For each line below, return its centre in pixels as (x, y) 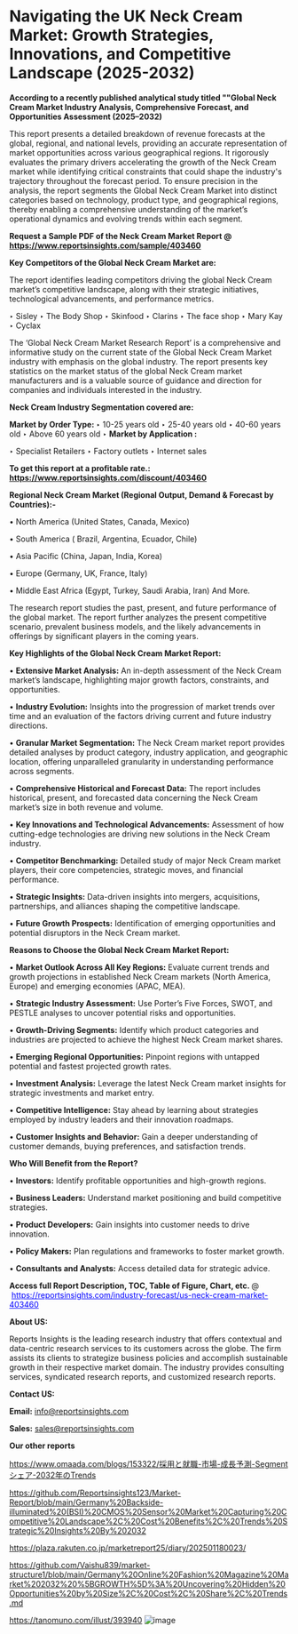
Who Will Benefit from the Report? (74, 1163)
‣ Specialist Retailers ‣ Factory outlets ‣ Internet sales (108, 451)
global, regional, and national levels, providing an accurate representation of (148, 143)
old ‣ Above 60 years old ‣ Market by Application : (103, 434)
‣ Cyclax (25, 325)
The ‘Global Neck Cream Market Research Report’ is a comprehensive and (145, 342)
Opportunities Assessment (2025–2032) (86, 116)
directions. (29, 725)
